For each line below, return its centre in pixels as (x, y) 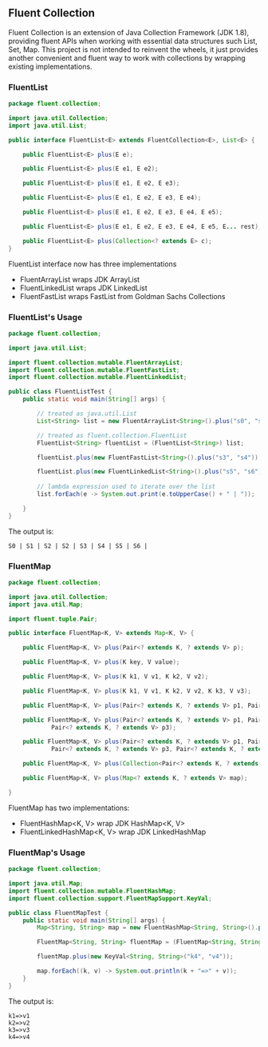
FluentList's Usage (45, 317)
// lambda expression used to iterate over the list (126, 487)
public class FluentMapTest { (59, 913)
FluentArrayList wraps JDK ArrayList (80, 279)
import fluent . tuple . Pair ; (53, 619)
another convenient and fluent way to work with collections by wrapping (127, 58)
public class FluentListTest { (60, 392)
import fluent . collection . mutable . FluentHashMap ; (93, 891)
